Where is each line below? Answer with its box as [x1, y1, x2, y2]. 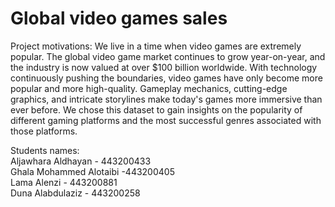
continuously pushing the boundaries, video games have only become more [10, 72, 323, 84]
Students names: [10, 144, 80, 156]
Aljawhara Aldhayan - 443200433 [10, 155, 152, 167]
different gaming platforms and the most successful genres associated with [10, 114, 322, 126]
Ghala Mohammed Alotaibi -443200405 [10, 165, 175, 177]
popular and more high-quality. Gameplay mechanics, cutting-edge [10, 82, 288, 94]
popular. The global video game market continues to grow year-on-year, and [10, 50, 326, 62]
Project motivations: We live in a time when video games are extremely [10, 40, 302, 52]
